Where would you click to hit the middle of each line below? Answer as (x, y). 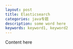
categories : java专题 (27, 19)
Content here (19, 42)
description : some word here (35, 24)
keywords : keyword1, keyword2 (37, 28)
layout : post (19, 10)
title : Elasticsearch (28, 14)
